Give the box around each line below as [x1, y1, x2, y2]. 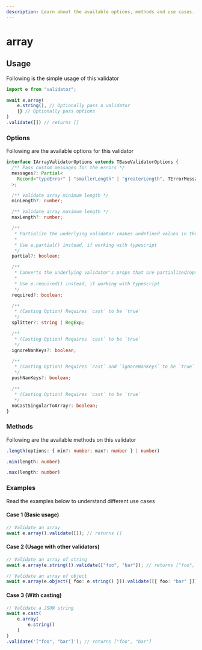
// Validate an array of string [6, 556, 87, 563]
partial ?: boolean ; [11, 253, 61, 259]
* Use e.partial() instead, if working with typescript [14, 242, 158, 248]
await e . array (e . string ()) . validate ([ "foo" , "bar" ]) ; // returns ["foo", [6, 562, 195, 568]
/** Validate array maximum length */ [11, 209, 109, 215]
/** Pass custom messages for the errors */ [11, 165, 125, 171]
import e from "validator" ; [6, 86, 77, 92]
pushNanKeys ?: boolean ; [11, 375, 71, 381]
